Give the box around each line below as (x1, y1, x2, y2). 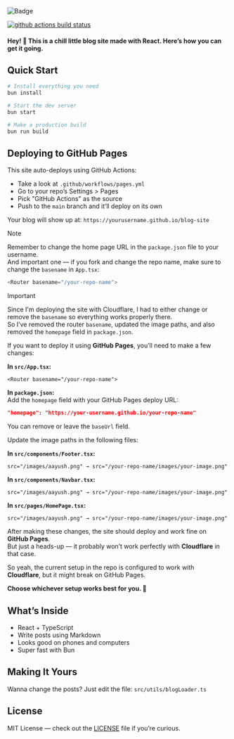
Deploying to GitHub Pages (7, 148, 128, 160)
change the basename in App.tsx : (7, 265, 100, 274)
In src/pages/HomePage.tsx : (7, 501, 86, 510)
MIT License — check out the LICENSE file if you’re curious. (7, 724, 181, 732)
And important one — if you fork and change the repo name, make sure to (7, 258, 221, 266)
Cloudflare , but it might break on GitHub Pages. (7, 571, 146, 579)
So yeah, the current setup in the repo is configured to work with (7, 563, 195, 572)
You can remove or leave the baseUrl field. (7, 422, 130, 431)
